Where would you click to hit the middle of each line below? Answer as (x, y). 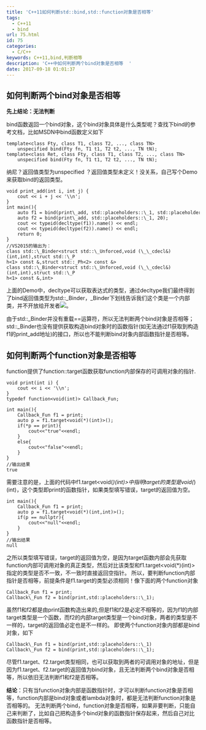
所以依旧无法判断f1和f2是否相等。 (59, 677)
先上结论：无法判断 (31, 112)
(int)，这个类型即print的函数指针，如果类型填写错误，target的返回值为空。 (100, 490)
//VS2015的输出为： (29, 246)
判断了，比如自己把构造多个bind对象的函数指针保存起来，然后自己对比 (106, 713)
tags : (13, 18)
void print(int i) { (33, 383)
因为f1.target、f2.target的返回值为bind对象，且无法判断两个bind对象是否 (98, 670)
